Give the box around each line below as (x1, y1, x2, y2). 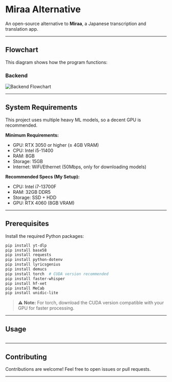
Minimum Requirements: (5, 132, 59, 138)
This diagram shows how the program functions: (5, 59, 107, 65)
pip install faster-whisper (5, 276, 66, 281)
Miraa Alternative (5, 4, 81, 15)
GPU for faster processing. (17, 305, 75, 311)
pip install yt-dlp (5, 243, 47, 248)
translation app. (5, 26, 38, 32)
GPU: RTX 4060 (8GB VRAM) (12, 199, 75, 206)
